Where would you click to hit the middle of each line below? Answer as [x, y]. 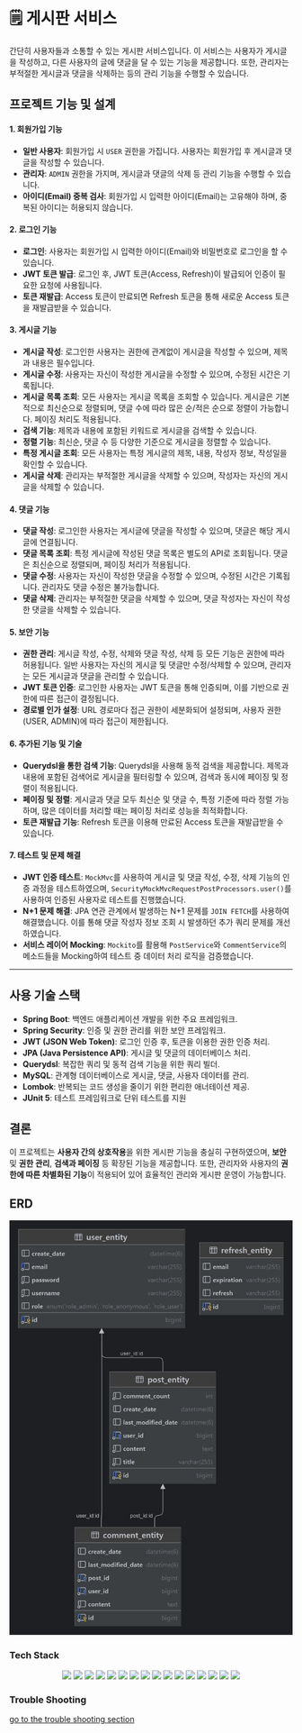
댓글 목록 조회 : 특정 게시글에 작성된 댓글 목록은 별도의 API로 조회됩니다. [147, 553]
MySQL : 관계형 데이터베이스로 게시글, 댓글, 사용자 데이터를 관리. [136, 1075]
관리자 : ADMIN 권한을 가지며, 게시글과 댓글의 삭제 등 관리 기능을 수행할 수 [148, 173]
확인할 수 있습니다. [55, 464]
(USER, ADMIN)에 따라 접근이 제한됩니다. [95, 721]
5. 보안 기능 [29, 632]
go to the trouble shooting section [72, 1719]
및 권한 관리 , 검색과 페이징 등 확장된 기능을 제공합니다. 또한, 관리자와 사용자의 [144, 1163]
